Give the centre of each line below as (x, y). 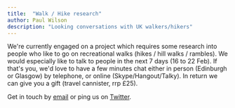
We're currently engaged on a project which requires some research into (112, 47)
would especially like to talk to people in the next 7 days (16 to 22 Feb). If (112, 61)
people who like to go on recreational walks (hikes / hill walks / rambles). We (117, 54)
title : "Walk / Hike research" (54, 14)
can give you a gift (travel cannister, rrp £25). (73, 84)
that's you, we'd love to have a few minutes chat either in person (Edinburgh (117, 69)
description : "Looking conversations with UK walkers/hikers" (100, 26)
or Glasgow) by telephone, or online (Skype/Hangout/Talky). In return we (113, 76)
